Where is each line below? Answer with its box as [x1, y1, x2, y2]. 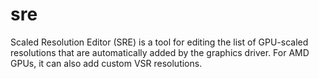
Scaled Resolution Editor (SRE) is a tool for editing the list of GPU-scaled [10, 36, 309, 48]
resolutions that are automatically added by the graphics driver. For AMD [10, 46, 310, 58]
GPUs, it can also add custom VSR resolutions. [10, 57, 203, 69]
